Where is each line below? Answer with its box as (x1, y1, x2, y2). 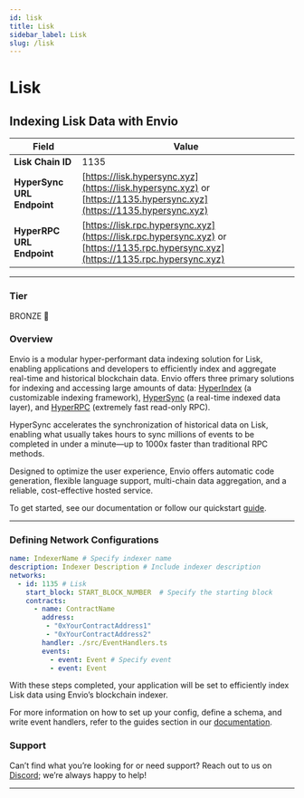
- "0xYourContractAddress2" (45, 630, 152, 639)
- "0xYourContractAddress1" (45, 621, 152, 630)
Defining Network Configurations (9, 534, 159, 546)
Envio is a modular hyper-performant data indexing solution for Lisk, (9, 353, 263, 364)
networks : (9, 571, 47, 580)
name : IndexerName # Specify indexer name (9, 554, 172, 563)
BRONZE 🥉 (9, 310, 50, 322)
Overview (9, 332, 53, 345)
